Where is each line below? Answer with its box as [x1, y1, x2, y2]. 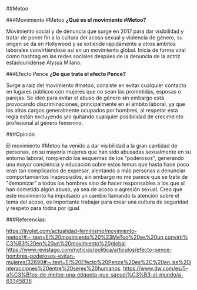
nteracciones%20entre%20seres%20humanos [6, 265, 121, 272]
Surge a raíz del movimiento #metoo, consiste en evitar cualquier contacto [6, 82, 186, 89]
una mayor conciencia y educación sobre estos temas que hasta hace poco [6, 161, 189, 168]
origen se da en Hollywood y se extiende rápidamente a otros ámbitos [6, 41, 176, 47]
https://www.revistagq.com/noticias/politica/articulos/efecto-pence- [6, 246, 172, 253]
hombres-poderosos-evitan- [6, 252, 75, 259]
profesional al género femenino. [6, 119, 84, 126]
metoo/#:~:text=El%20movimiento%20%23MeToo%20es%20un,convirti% [6, 234, 188, 241]
